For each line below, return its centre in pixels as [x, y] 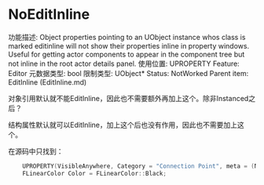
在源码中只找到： [36, 151]
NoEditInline [49, 15]
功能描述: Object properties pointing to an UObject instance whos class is [127, 37]
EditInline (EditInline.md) [48, 82]
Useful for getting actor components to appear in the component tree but [126, 54]
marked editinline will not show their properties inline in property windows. [129, 45]
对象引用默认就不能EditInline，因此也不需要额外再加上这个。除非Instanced [128, 98]
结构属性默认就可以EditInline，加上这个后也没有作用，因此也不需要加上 [123, 125]
